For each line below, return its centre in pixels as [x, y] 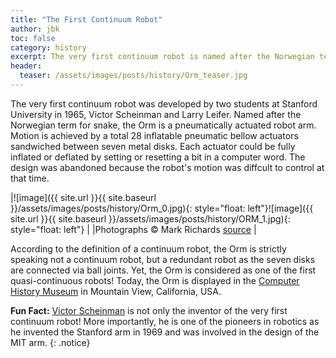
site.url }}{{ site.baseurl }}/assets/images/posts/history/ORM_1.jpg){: [150, 218]
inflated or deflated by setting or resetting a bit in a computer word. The [158, 157]
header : [26, 66]
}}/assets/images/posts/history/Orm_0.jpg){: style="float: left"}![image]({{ [162, 208]
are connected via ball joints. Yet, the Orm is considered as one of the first [163, 270]
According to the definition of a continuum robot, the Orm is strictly [148, 248]
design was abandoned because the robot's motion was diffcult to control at [167, 167]
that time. [30, 178]
